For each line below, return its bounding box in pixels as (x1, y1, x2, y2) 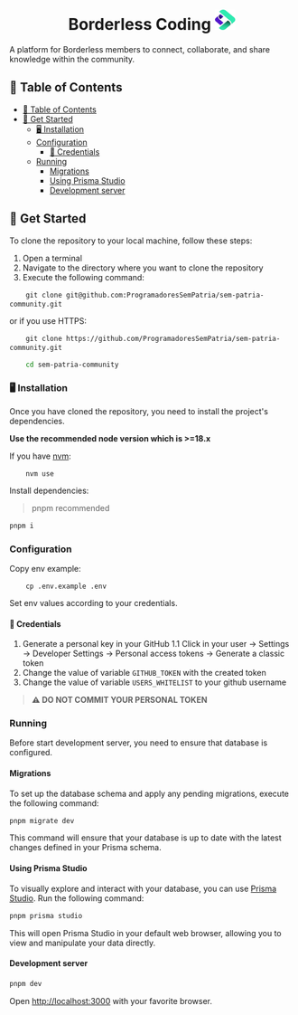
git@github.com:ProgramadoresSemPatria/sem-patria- (66, 290, 265, 299)
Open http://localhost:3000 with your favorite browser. (9, 995, 212, 1006)
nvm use (25, 469, 54, 479)
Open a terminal (22, 252, 83, 263)
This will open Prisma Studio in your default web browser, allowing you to (9, 927, 282, 938)
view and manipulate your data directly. (9, 937, 156, 948)
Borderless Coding (68, 14, 212, 35)
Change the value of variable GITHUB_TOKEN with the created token (22, 668, 266, 678)
